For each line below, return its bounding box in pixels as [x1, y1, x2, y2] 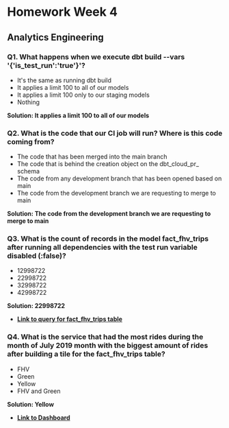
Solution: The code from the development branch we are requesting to [7, 210, 211, 218]
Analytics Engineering [7, 32, 104, 43]
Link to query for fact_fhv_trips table [16, 315, 123, 323]
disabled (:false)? [7, 251, 66, 261]
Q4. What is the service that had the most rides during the [7, 332, 204, 342]
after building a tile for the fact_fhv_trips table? [7, 349, 165, 359]
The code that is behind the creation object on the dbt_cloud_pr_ [16, 160, 200, 168]
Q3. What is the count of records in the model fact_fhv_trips [7, 234, 209, 243]
